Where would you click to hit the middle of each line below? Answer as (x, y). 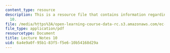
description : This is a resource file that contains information (75, 15)
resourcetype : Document (30, 33)
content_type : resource (30, 10)
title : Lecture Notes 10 (31, 38)
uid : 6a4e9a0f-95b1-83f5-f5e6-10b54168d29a (52, 43)
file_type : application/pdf (35, 29)
